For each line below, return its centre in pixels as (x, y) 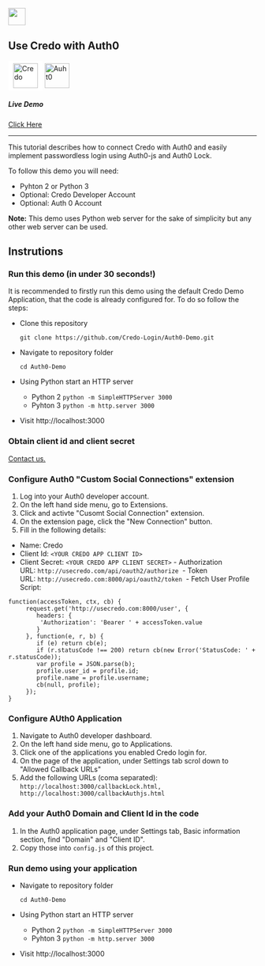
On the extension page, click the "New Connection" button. (116, 521)
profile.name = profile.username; (93, 678)
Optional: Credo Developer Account (77, 195)
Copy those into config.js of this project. (87, 847)
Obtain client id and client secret (72, 441)
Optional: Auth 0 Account (61, 203)
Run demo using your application (73, 868)
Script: (30, 587)
